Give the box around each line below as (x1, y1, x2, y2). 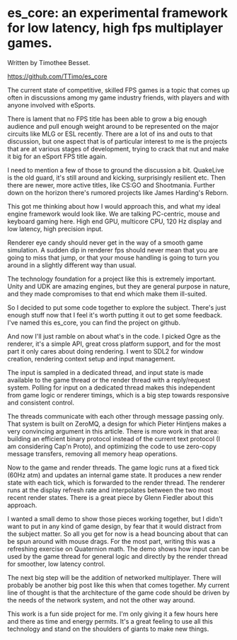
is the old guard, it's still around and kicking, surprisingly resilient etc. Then (7, 173, 226, 182)
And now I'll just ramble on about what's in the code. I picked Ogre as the (7, 332, 221, 340)
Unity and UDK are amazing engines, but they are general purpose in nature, (7, 281, 231, 291)
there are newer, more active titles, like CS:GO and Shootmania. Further (7, 180, 216, 189)
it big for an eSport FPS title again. (7, 152, 108, 161)
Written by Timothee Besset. (7, 58, 91, 66)
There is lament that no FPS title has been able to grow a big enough (7, 115, 207, 123)
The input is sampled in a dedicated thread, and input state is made (7, 368, 204, 376)
